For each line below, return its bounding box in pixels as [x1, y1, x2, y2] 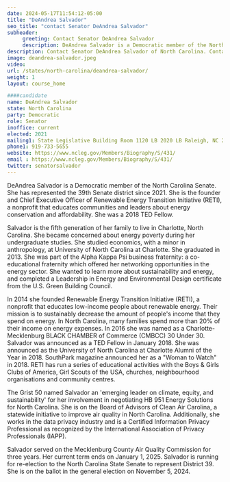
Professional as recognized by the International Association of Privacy [7, 424, 205, 433]
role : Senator [7, 118, 48, 125]
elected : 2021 [7, 131, 48, 138]
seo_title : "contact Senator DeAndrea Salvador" [7, 23, 149, 29]
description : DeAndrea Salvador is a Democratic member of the [22, 42, 207, 49]
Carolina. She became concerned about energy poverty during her [7, 231, 195, 239]
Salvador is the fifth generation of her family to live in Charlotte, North [7, 223, 204, 231]
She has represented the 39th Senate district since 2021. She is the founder [7, 188, 221, 196]
